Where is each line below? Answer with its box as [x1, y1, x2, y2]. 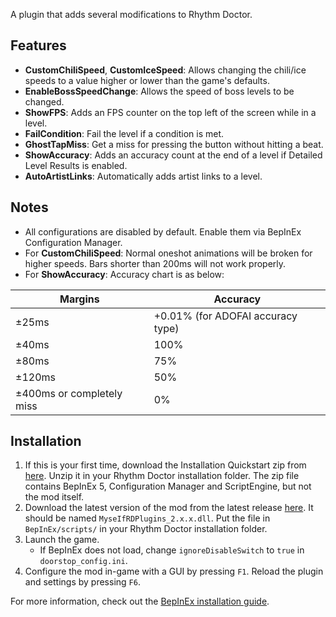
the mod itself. [24, 491, 85, 503]
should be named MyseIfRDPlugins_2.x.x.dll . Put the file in [24, 512, 271, 524]
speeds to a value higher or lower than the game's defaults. [24, 74, 270, 86]
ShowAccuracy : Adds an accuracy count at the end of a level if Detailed [24, 149, 323, 161]
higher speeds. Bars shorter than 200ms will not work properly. [24, 257, 287, 269]
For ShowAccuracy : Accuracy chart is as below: [24, 268, 225, 280]
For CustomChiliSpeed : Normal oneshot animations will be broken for [24, 247, 313, 259]
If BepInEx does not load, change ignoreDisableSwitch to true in [39, 544, 305, 556]
